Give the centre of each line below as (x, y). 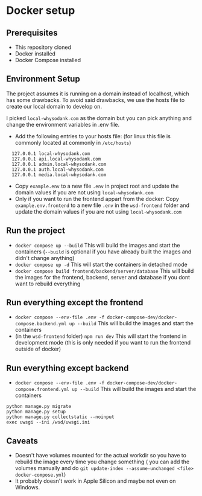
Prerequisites (32, 33)
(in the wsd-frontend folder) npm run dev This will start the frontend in (101, 336)
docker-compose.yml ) (40, 475)
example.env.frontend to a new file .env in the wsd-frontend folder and (102, 205)
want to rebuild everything (48, 284)
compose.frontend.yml (42, 390)
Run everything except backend (68, 368)
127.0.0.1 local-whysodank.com (51, 154)
